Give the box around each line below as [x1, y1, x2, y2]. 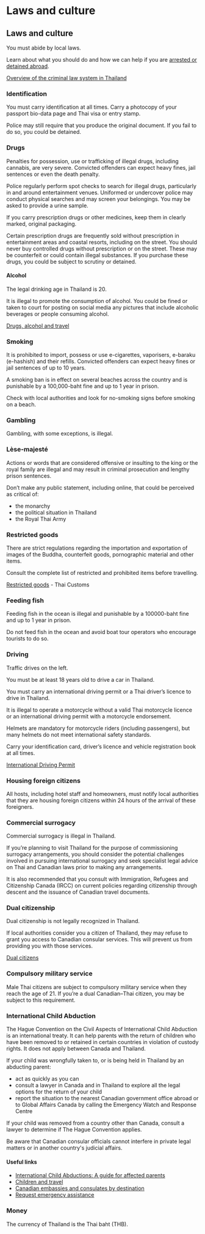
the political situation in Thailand [15, 508, 97, 516]
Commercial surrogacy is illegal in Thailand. [6, 832, 116, 840]
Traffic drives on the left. [6, 664, 68, 671]
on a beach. [6, 401, 37, 408]
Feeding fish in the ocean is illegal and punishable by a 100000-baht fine [6, 610, 189, 618]
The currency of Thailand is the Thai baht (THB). [6, 1220, 128, 1228]
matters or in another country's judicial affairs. [6, 1144, 123, 1152]
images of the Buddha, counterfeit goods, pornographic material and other [6, 550, 194, 558]
